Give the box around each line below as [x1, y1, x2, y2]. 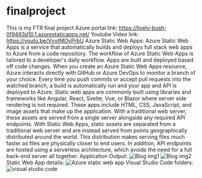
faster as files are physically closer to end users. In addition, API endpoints [6, 139, 192, 147]
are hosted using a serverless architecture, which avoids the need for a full [6, 146, 192, 153]
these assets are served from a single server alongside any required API [6, 113, 186, 121]
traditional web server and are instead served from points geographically [6, 127, 188, 134]
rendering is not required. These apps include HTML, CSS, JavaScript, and [6, 101, 192, 108]
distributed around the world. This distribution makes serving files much [6, 133, 185, 140]
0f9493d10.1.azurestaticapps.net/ [6, 30, 89, 37]
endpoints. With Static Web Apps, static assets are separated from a [6, 120, 176, 127]
